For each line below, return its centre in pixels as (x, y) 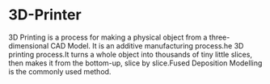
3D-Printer (45, 15)
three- (219, 37)
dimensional (29, 45)
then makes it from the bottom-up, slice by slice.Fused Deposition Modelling (135, 63)
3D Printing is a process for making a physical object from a (108, 37)
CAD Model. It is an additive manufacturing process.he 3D (147, 45)
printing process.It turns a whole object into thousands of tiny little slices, (131, 54)
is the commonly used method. (60, 71)
